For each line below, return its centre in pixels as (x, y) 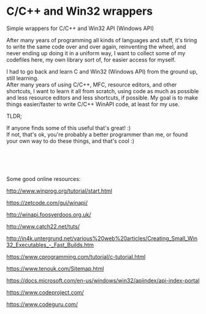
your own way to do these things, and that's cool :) (71, 141)
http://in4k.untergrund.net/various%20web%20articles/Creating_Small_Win (102, 238)
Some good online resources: (44, 178)
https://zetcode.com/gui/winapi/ (47, 202)
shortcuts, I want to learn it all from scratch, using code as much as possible (103, 91)
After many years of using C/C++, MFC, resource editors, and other (92, 85)
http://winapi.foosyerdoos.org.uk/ (49, 214)
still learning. (22, 78)
